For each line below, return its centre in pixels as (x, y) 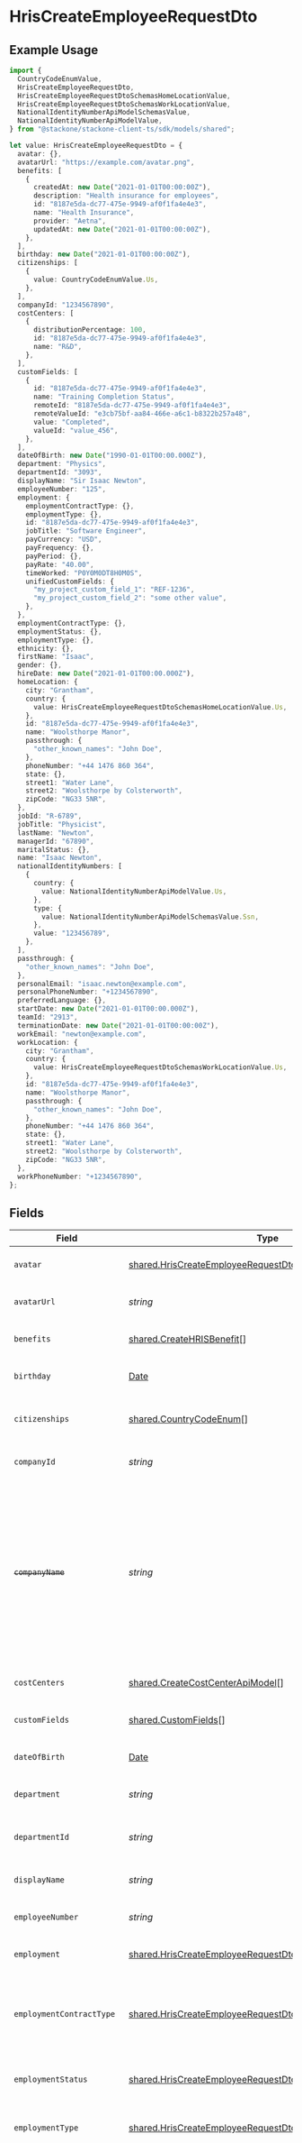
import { (26, 70)
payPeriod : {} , (54, 556)
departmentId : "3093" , (60, 472)
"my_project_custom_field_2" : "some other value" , (130, 598)
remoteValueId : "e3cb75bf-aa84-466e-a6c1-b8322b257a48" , (142, 414)
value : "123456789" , (71, 934)
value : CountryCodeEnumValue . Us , (96, 279)
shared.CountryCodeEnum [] (189, 1419)
